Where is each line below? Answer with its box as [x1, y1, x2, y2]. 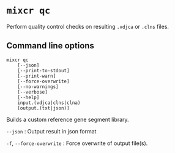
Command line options [6, 40, 95, 51]
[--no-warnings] [17, 83, 59, 90]
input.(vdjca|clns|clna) [17, 100, 81, 106]
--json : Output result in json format [6, 127, 97, 135]
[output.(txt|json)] [17, 105, 70, 111]
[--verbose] [17, 89, 48, 95]
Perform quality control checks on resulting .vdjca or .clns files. [6, 23, 169, 30]
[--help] [17, 94, 40, 100]
